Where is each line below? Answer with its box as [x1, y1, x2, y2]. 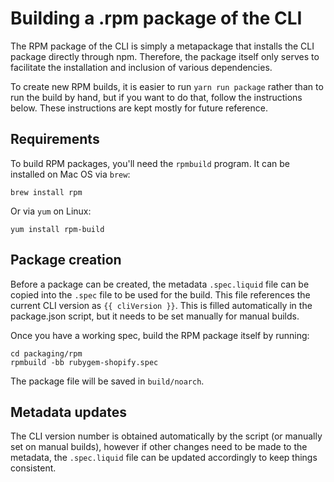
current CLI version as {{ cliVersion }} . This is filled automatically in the [10, 299, 313, 311]
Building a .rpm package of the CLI [10, 7, 303, 30]
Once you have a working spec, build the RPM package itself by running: [10, 329, 310, 341]
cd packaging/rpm [10, 348, 83, 359]
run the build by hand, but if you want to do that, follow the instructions [10, 91, 303, 103]
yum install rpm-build [10, 224, 105, 234]
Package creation [10, 252, 122, 269]
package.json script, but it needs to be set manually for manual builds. [10, 310, 300, 322]
